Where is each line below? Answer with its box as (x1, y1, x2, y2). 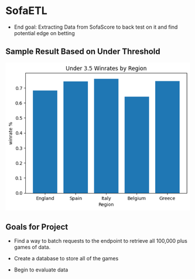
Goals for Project (5, 222, 69, 232)
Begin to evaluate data (13, 266, 69, 273)
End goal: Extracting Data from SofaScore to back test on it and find (13, 23, 178, 30)
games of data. (13, 244, 51, 250)
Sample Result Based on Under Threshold (5, 47, 160, 57)
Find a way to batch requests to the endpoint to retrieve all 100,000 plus (13, 237, 188, 244)
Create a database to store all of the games (13, 255, 119, 261)
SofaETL (5, 4, 47, 18)
